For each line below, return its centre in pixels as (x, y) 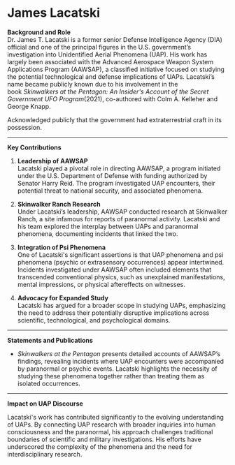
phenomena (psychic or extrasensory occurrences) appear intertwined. (121, 262)
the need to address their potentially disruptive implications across (113, 313)
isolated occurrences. (49, 383)
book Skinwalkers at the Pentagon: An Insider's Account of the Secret (108, 91)
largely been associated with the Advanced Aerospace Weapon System (111, 61)
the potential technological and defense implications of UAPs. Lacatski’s (111, 76)
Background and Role (39, 32)
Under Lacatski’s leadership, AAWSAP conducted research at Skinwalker (122, 212)
